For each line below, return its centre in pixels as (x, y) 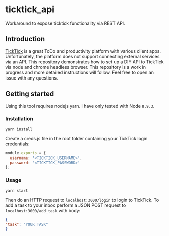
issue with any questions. (32, 78)
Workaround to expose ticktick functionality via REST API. (65, 23)
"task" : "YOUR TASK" (27, 224)
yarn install (19, 129)
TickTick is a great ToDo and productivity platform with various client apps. (83, 51)
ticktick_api (30, 9)
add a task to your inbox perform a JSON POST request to (66, 205)
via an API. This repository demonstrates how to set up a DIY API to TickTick (84, 62)
